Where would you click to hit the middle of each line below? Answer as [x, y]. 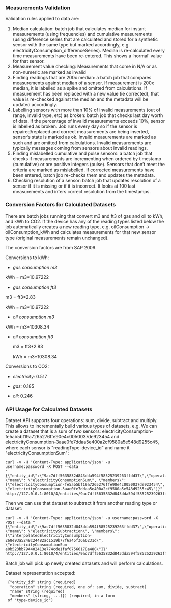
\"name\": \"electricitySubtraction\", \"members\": [62, 531]
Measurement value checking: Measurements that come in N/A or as [84, 67]
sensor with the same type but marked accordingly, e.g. [71, 45]
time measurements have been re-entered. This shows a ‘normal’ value [87, 56]
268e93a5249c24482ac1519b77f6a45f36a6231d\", [54, 540]
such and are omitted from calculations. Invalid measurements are [82, 143]
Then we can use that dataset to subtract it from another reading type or [81, 503]
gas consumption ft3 [35, 287]
